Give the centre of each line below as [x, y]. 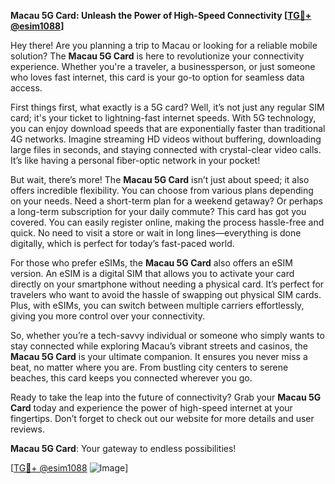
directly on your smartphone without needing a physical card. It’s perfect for [167, 284]
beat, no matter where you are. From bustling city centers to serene [149, 367]
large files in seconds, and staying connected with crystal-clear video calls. [166, 149]
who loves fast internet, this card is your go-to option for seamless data [157, 77]
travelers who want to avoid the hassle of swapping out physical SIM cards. [166, 294]
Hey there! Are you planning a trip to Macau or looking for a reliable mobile [164, 45]
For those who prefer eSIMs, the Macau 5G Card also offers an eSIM [151, 263]
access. [26, 88]
